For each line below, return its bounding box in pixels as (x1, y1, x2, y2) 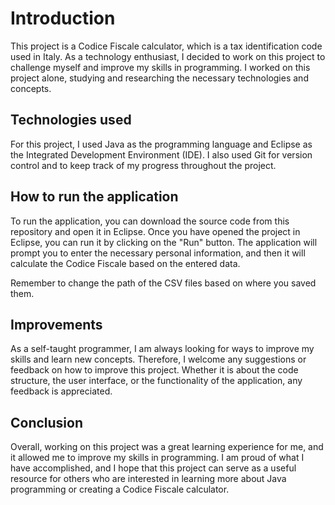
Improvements (10, 316, 103, 333)
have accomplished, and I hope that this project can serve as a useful (10, 462, 297, 474)
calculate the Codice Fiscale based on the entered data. (10, 257, 241, 269)
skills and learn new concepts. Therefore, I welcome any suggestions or (10, 353, 307, 366)
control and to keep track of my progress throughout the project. (10, 159, 277, 171)
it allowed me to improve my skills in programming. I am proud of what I (10, 452, 305, 464)
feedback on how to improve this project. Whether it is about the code (10, 364, 299, 376)
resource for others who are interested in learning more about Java (10, 473, 287, 485)
